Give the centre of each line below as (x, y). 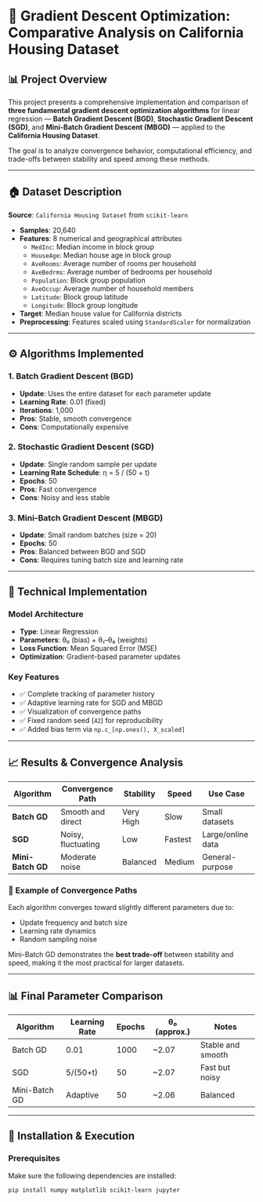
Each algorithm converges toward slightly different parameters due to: (121, 908)
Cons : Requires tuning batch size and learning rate (101, 560)
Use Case (227, 794)
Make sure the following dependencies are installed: (92, 1175)
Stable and (220, 1045)
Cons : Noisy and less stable (65, 497)
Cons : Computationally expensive (74, 426)
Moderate (78, 857)
